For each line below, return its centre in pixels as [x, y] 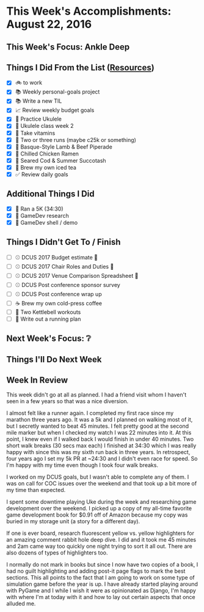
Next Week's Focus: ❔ [49, 339]
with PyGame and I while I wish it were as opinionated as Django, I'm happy [101, 591]
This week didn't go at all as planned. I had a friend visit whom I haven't [97, 395]
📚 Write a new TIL [38, 101]
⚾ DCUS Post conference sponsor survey [67, 285]
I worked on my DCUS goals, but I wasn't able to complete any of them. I [98, 477]
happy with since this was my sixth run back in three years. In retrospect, [98, 452]
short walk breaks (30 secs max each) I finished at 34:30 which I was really [101, 446]
